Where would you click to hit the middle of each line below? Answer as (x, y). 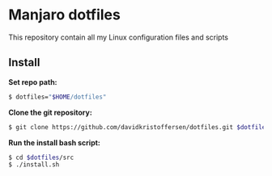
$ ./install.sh (34, 165)
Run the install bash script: (55, 142)
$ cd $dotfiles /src (41, 157)
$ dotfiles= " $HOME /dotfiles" (57, 97)
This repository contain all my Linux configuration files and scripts (119, 37)
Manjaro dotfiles (65, 15)
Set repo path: (33, 82)
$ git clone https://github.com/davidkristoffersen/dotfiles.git (121, 127)
